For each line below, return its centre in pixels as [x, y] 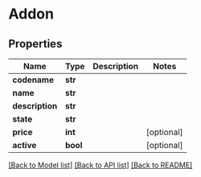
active [25, 145]
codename [33, 80]
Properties [35, 44]
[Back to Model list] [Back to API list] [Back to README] [100, 165]
